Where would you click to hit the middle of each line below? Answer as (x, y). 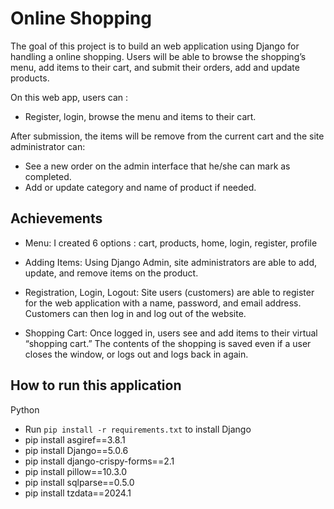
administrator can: (48, 146)
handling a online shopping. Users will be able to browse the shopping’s (158, 56)
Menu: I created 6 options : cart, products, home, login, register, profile (171, 243)
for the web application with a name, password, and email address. (163, 303)
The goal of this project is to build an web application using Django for (155, 46)
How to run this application (96, 385)
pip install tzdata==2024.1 (78, 493)
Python (25, 409)
